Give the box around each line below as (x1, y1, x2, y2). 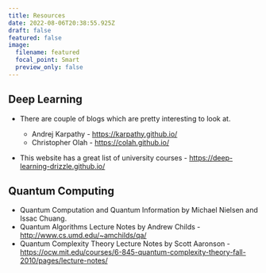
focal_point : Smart (15, 56, 80, 64)
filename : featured (15, 48, 80, 56)
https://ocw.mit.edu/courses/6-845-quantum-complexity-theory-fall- (19, 248, 246, 257)
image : (8, 41, 30, 49)
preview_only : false (15, 63, 83, 71)
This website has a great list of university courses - (19, 152, 188, 163)
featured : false (8, 33, 62, 42)
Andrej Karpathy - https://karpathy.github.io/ (31, 129, 178, 139)
